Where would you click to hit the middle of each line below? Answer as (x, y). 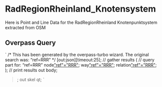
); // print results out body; (31, 70)
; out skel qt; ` (31, 79)
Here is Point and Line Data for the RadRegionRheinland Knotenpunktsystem (81, 22)
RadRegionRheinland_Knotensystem (81, 9)
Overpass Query (31, 43)
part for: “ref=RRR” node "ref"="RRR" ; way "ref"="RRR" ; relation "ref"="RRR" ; (81, 65)
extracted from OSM (25, 27)
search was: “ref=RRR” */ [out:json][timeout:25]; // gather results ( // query (80, 60)
